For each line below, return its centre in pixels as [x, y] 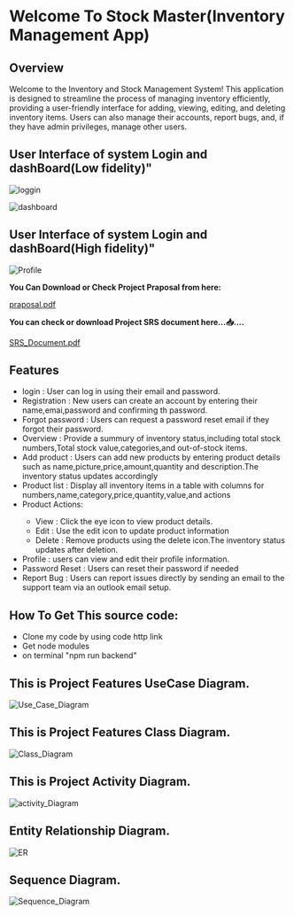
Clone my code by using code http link [92, 637]
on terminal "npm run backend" [79, 655]
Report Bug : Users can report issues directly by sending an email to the [153, 578]
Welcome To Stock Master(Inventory [147, 16]
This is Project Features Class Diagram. [120, 733]
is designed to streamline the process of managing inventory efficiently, [140, 98]
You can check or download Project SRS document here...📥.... [127, 322]
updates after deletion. [77, 550]
